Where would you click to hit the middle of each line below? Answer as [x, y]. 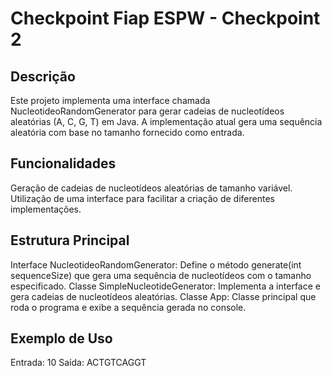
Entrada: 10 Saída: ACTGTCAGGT [78, 363]
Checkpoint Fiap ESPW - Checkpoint [165, 18]
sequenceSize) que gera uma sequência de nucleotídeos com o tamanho [161, 275]
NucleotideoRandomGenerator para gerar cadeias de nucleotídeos [147, 111]
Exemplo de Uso [61, 338]
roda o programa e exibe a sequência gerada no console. [128, 307]
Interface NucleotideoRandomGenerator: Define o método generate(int [156, 264]
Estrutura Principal [70, 240]
